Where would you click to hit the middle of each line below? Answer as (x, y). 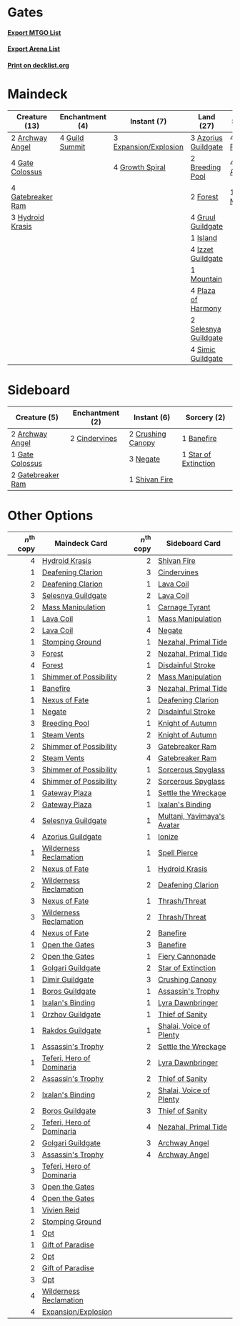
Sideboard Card (194, 544)
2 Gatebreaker (35, 474)
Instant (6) (152, 417)
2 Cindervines (94, 438)
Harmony (206, 308)
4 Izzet (202, 249)
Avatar (169, 825)
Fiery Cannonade (187, 957)
